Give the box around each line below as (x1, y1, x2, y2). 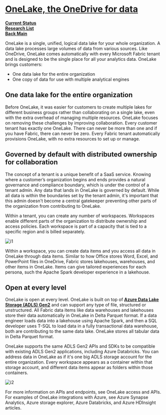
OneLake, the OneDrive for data (5, 3, 138, 15)
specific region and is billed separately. (5, 228, 85, 235)
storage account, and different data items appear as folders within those (5, 365, 153, 371)
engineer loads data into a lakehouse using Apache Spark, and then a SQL (5, 318, 158, 324)
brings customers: (5, 61, 43, 67)
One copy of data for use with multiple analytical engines (12, 76, 129, 82)
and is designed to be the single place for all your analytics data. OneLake (5, 56, 157, 62)
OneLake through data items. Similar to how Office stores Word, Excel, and (5, 253, 158, 259)
